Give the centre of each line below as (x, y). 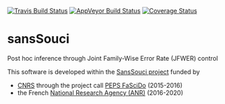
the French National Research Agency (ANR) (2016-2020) (100, 92)
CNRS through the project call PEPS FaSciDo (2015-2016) (100, 85)
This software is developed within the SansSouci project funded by (104, 72)
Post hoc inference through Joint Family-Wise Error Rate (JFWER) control (113, 58)
